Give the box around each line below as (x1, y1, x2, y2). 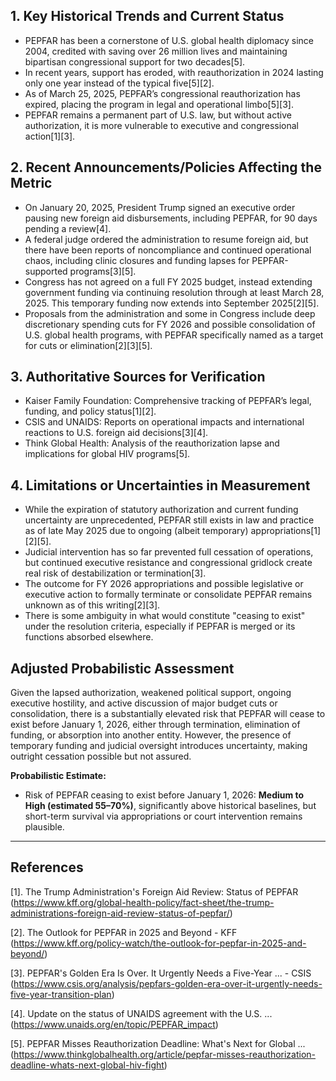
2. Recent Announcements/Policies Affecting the (10, 159, 322, 176)
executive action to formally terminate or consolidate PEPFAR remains (24, 589, 313, 601)
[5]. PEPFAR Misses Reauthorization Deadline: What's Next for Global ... (10, 1037, 306, 1049)
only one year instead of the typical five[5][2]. (24, 77, 215, 89)
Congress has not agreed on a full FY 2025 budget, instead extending (24, 275, 313, 288)
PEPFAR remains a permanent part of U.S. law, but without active (24, 109, 292, 121)
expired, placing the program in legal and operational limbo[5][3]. (24, 98, 294, 110)
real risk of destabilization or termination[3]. (24, 567, 207, 579)
